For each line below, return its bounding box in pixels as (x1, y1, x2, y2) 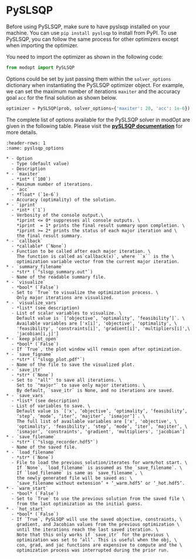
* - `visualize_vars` (6, 300, 59, 306)
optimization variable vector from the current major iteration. (16, 259, 180, 264)
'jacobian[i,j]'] (16, 330, 59, 336)
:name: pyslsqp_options (6, 145, 65, 151)
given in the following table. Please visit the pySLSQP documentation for (6, 122, 183, 130)
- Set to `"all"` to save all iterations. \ (11, 377, 122, 383)
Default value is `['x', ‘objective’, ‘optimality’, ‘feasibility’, (16, 408, 188, 414)
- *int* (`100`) (11, 176, 51, 182)
